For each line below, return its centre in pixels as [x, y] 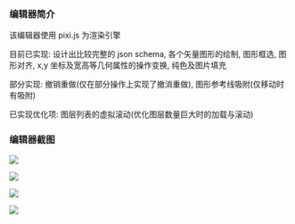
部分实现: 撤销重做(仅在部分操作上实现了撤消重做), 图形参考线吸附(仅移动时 [147, 84]
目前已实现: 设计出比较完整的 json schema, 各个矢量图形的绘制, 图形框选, [143, 54]
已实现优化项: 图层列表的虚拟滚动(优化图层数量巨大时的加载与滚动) [131, 114]
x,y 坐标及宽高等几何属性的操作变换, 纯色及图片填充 [132, 65]
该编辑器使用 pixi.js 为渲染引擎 [65, 35]
